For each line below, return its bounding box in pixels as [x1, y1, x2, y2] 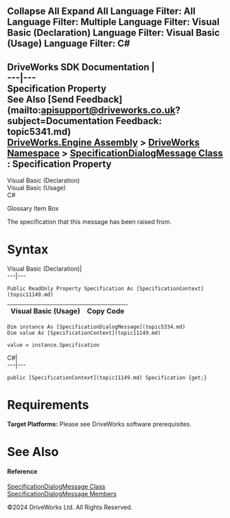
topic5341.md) [7, 125, 71, 137]
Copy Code [87, 307, 125, 316]
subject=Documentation [7, 115, 115, 127]
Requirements [7, 397, 89, 413]
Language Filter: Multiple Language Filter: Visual [7, 17, 220, 28]
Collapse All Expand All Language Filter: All [7, 6, 196, 17]
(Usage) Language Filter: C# [7, 38, 130, 50]
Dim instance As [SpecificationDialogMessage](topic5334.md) [7, 324, 186, 331]
